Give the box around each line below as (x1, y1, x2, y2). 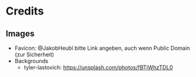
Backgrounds (14, 58, 48, 64)
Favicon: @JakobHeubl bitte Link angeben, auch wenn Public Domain (14, 44, 190, 52)
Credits (6, 4, 44, 18)
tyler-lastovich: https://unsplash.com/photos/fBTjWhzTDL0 (23, 64, 173, 71)
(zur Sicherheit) (14, 51, 55, 58)
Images (6, 28, 35, 39)
